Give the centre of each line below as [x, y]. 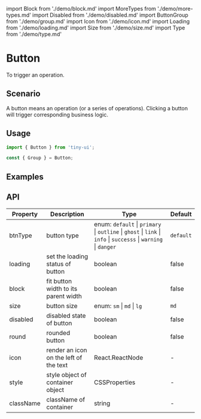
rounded [58, 333]
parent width [64, 296]
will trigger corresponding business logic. [57, 114]
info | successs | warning [128, 239]
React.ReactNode [118, 357]
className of [66, 399]
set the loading [67, 256]
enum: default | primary [127, 224]
